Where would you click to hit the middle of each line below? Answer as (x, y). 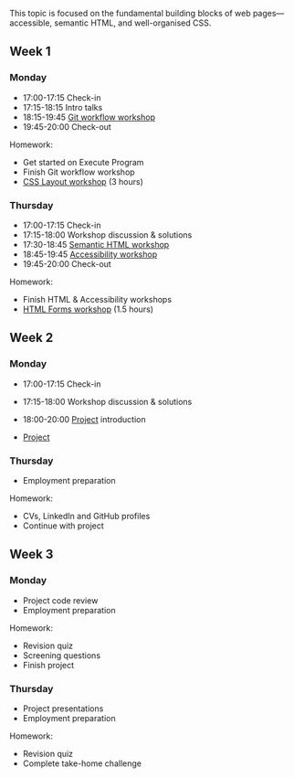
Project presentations (63, 709)
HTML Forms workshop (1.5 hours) (88, 309)
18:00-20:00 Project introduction (84, 419)
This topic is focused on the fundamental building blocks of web (130, 13)
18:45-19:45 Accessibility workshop (90, 254)
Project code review (60, 600)
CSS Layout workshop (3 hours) (83, 181)
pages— (268, 13)
